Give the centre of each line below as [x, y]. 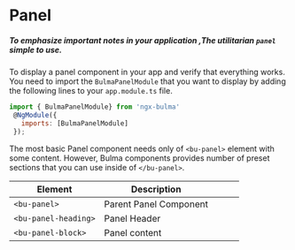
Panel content [133, 232]
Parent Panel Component [156, 204]
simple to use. [36, 49]
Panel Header [132, 218]
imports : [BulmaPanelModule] [74, 123]
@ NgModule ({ [35, 116]
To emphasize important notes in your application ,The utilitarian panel [143, 40]
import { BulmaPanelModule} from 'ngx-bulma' [94, 107]
